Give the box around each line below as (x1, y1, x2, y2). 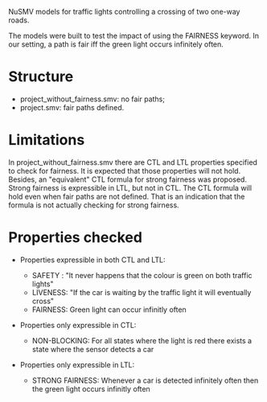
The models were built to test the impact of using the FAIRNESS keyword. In (8, 31, 260, 40)
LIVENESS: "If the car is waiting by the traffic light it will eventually (31, 287, 252, 297)
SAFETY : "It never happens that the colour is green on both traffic (31, 270, 253, 280)
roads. (8, 15, 30, 25)
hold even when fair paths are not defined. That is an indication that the (8, 191, 245, 201)
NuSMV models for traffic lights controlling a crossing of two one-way (8, 7, 240, 16)
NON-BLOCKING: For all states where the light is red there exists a (31, 335, 252, 345)
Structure (8, 68, 74, 86)
